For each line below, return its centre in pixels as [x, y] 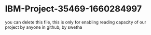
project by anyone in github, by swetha [44, 27]
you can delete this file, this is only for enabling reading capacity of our [75, 22]
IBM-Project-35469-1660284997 [74, 9]
